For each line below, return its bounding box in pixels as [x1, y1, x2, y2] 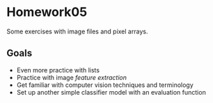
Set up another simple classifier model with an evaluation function [16, 88, 206, 96]
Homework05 [6, 4, 88, 20]
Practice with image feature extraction [16, 73, 127, 81]
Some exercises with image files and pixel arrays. [6, 27, 148, 35]
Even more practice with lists [16, 65, 100, 74]
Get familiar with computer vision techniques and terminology [16, 81, 194, 89]
